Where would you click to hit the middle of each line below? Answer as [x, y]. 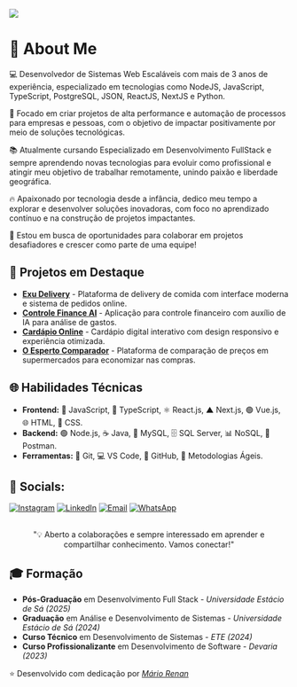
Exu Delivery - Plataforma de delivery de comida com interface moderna [155, 293]
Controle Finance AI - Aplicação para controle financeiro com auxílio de [154, 312]
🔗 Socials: [37, 486]
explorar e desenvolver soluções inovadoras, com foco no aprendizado [139, 208]
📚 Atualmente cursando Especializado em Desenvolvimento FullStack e [141, 150]
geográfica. [30, 181]
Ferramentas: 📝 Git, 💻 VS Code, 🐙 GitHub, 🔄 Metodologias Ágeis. [142, 456]
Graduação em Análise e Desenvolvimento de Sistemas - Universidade [152, 618]
